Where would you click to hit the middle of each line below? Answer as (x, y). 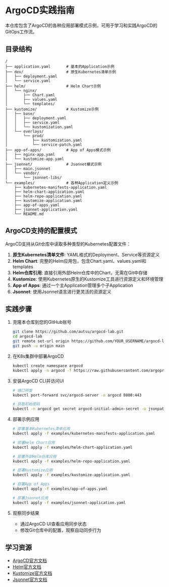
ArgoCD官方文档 (30, 561)
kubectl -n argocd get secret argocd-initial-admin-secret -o (79, 409)
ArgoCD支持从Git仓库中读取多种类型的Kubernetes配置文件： (68, 244)
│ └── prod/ (24, 136)
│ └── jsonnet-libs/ (34, 178)
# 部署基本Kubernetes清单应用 (41, 429)
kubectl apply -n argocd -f (42, 370)
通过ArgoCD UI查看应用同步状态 (53, 524)
